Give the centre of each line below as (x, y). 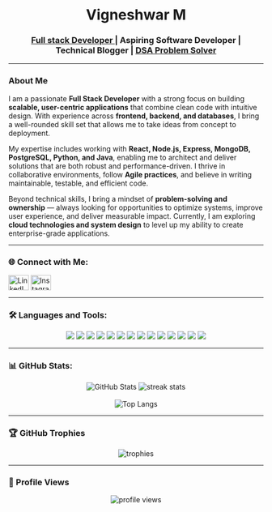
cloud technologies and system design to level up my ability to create (126, 224)
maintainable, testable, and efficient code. (79, 183)
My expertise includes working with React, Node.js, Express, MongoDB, (130, 148)
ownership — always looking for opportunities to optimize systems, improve (136, 207)
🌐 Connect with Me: (49, 262)
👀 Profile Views (39, 482)
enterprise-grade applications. (59, 233)
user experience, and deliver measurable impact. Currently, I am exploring (132, 215)
